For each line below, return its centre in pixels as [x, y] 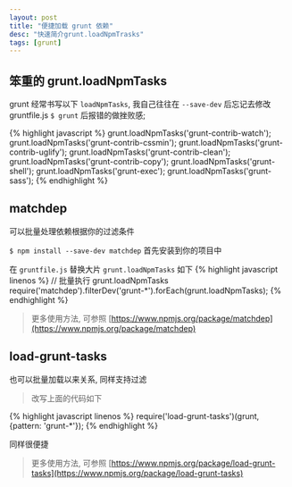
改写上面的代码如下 [67, 398]
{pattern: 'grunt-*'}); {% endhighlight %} [84, 425]
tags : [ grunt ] [36, 42]
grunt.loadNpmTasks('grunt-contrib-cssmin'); [93, 143]
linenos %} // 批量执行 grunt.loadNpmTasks [89, 280]
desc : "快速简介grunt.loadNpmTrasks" [77, 34]
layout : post [33, 17]
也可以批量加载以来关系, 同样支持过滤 [78, 379]
